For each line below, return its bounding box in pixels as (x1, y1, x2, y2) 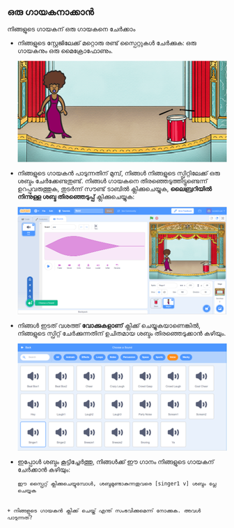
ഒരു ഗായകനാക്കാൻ (7, 6, 94, 18)
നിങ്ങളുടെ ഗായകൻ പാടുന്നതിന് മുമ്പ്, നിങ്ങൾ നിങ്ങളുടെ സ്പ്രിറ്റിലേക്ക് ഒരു (17, 169, 221, 178)
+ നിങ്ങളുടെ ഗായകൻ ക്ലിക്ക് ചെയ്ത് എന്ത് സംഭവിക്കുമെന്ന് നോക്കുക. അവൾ (7, 507, 201, 514)
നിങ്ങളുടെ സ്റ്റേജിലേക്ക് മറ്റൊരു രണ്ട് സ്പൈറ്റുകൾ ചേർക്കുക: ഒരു (17, 38, 197, 47)
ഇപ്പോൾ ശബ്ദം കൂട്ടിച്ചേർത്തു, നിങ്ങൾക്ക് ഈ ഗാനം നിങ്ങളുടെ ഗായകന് (17, 457, 214, 466)
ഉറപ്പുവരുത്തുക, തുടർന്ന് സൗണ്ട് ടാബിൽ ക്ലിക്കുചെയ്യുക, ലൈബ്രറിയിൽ (17, 185, 212, 193)
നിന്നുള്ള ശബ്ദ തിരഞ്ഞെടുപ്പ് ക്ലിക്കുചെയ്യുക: (17, 192, 134, 201)
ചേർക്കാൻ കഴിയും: (17, 465, 71, 474)
